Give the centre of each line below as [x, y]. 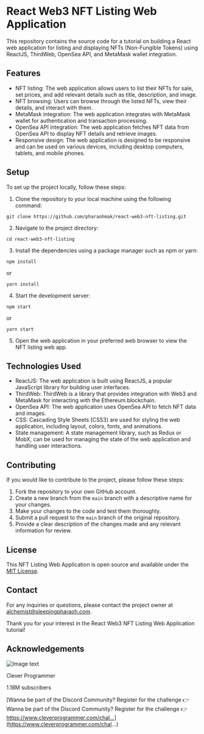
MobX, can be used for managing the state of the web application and [103, 439]
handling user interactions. [48, 446]
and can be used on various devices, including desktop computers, [100, 146]
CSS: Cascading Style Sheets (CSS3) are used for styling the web [98, 420]
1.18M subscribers [29, 687]
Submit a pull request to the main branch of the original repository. [98, 518]
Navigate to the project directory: [57, 228]
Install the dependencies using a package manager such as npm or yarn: [106, 250]
